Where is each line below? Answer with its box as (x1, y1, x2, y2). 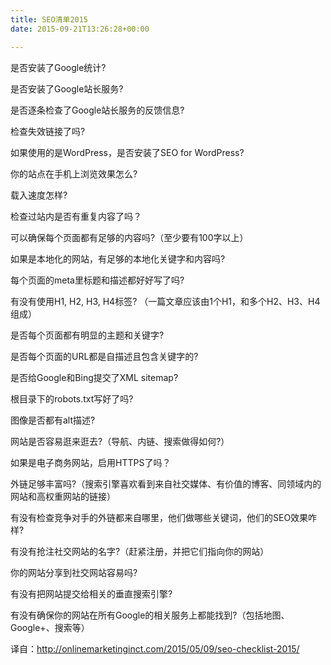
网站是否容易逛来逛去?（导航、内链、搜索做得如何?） (10, 435, 230, 447)
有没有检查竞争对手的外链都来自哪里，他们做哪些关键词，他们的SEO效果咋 (10, 511, 318, 523)
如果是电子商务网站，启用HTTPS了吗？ (10, 456, 172, 468)
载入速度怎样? (10, 189, 68, 201)
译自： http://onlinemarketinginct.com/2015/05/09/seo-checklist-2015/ (10, 642, 300, 655)
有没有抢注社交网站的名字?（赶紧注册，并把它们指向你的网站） (10, 545, 270, 557)
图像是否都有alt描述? (10, 414, 96, 426)
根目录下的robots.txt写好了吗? (10, 392, 134, 405)
